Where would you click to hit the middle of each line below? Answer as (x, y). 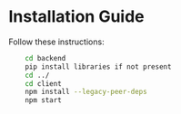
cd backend (45, 58)
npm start (44, 100)
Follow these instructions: (57, 42)
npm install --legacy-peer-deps (86, 92)
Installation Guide (76, 17)
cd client (44, 83)
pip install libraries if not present (98, 66)
